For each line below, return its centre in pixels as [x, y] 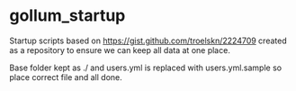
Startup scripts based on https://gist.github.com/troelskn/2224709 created [148, 41]
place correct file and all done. [66, 77]
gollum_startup [67, 16]
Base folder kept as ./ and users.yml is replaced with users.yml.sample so [145, 68]
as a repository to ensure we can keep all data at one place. [120, 50]
